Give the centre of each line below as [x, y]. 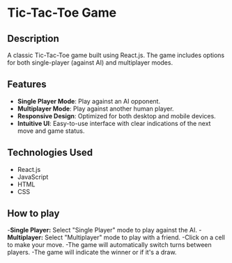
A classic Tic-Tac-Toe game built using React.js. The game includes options [116, 55]
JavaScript [33, 177]
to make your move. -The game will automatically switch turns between [110, 245]
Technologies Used [50, 153]
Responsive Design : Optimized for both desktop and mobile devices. [116, 115]
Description [33, 39]
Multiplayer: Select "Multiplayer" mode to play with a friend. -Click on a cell [116, 237]
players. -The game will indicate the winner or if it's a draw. [92, 253]
